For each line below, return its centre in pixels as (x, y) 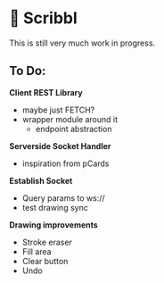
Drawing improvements (53, 225)
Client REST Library (46, 92)
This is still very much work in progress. (82, 43)
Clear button (45, 261)
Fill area (37, 251)
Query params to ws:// (63, 198)
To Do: (28, 71)
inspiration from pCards (66, 163)
